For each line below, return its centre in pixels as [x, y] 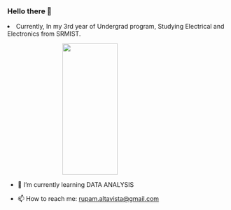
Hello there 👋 [30, 11]
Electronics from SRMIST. [44, 34]
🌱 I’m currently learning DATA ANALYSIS [76, 185]
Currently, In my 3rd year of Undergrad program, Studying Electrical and [120, 27]
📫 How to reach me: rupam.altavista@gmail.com [88, 199]
